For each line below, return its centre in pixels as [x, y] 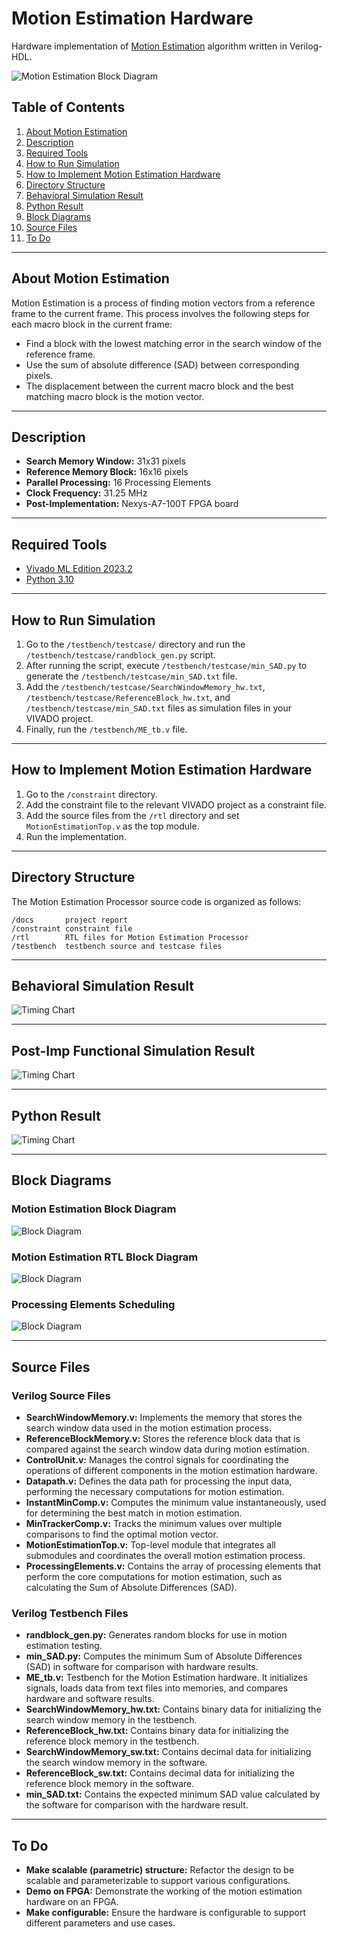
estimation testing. [64, 1646]
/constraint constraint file [72, 928]
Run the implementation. [76, 836]
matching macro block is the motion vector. [115, 396]
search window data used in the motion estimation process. [149, 1428]
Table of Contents [68, 107]
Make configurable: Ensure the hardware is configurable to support [165, 1913]
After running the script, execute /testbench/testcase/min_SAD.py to [166, 665]
